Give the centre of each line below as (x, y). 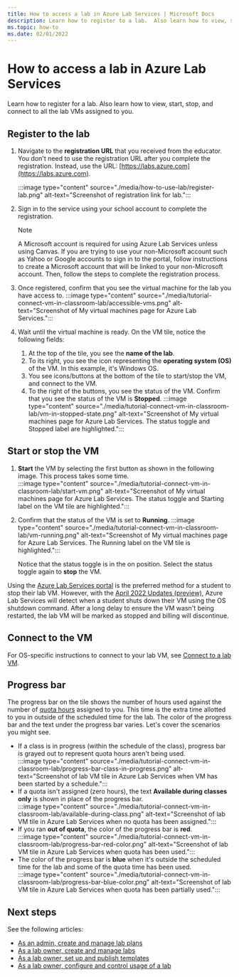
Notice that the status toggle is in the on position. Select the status (115, 564)
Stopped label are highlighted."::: (76, 429)
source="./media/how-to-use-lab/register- (152, 187)
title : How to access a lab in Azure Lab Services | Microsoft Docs (111, 14)
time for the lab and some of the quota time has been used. (105, 867)
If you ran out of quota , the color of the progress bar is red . (105, 829)
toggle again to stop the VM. (59, 571)
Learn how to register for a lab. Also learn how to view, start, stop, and (110, 104)
